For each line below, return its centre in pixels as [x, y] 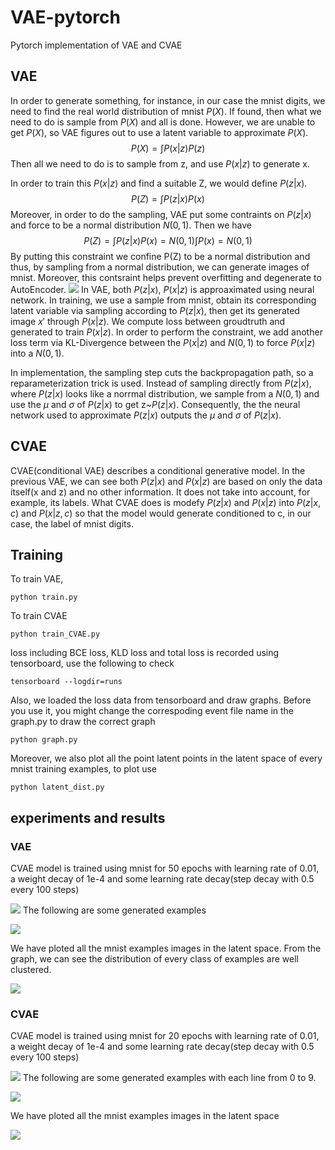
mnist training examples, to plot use [83, 769]
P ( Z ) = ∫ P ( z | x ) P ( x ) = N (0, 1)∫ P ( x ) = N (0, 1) [168, 240]
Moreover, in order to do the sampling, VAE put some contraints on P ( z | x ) [161, 214]
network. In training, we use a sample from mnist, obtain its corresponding [163, 300]
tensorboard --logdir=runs [66, 682]
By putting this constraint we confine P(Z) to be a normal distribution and [160, 256]
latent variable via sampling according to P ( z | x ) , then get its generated [155, 310]
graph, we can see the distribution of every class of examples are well [154, 959]
